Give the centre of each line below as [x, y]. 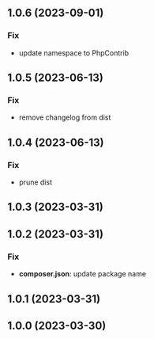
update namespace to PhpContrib [74, 53]
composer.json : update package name [83, 274]
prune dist [36, 182]
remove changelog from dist [65, 117]
